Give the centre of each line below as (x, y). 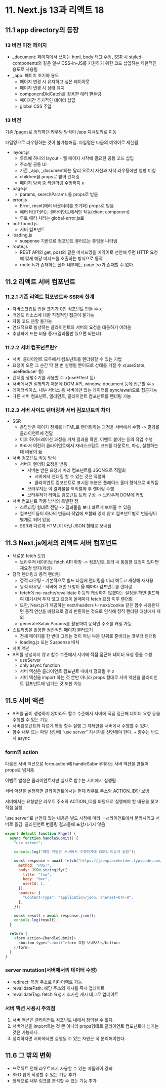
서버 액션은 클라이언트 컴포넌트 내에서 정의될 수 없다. (63, 1020)
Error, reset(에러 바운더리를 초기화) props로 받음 (67, 206)
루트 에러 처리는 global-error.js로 (52, 218)
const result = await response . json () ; (55, 916)
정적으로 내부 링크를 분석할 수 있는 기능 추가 (55, 1081)
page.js (20, 189)
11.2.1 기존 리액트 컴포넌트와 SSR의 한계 (50, 297)
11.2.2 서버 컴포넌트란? (31, 347)
